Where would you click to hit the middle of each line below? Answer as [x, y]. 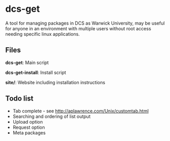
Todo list [19, 99]
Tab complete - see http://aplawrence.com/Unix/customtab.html [81, 111]
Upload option [28, 122]
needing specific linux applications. [43, 34]
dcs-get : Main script [27, 63]
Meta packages [29, 133]
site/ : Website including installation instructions [55, 82]
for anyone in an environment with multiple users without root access [78, 28]
